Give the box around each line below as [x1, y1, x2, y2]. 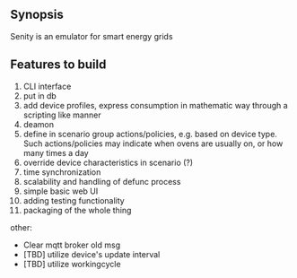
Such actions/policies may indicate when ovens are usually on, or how [22, 138, 284, 149]
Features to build [10, 57, 107, 73]
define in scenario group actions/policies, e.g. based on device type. [22, 128, 277, 139]
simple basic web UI [22, 186, 99, 196]
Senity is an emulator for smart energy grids [10, 30, 173, 41]
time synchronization [22, 166, 101, 178]
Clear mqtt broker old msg [22, 239, 120, 250]
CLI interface [22, 81, 72, 91]
